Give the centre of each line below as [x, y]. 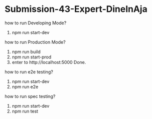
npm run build [26, 52]
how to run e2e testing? [29, 72]
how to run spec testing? [30, 96]
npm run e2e [25, 87]
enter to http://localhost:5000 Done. [49, 62]
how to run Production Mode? [35, 42]
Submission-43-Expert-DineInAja [76, 9]
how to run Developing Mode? [36, 23]
